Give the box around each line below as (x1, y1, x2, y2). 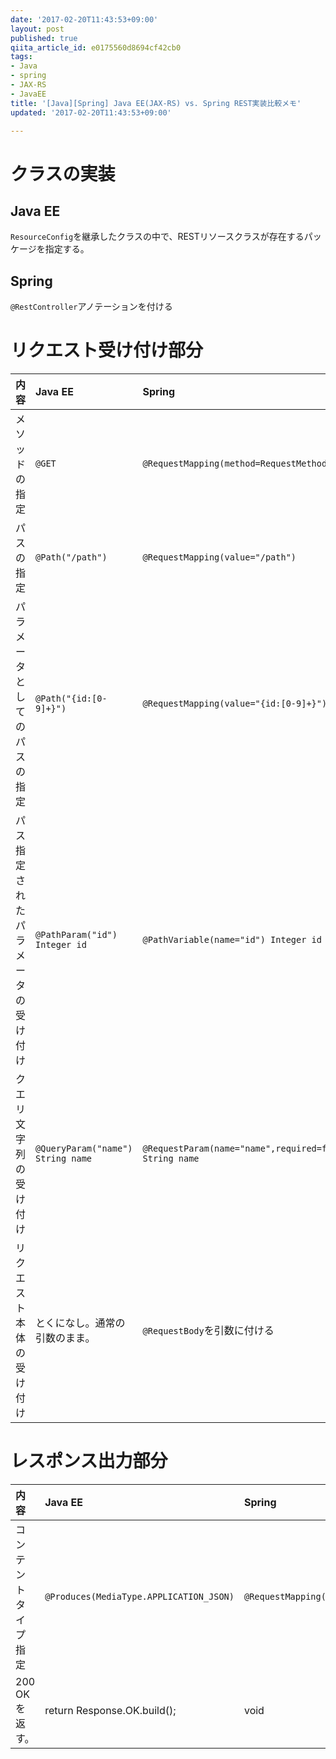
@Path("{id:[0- (35, 693, 108, 705)
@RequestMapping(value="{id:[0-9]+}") (142, 698, 328, 710)
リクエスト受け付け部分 (10, 339, 204, 362)
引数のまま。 (35, 1331, 96, 1345)
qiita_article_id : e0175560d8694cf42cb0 (10, 42, 182, 53)
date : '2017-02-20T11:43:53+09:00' (10, 14, 159, 25)
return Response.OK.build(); (44, 1704, 177, 1718)
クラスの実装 (10, 162, 116, 185)
